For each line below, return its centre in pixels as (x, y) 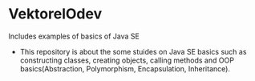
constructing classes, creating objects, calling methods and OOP (127, 60)
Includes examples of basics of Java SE (74, 36)
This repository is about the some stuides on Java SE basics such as (133, 51)
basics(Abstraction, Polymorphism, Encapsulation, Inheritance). (125, 68)
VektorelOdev (55, 14)
